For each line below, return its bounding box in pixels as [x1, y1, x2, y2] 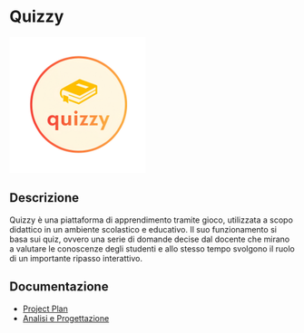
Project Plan [22, 303, 68, 314]
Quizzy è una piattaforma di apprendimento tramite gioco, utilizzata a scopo [9, 214, 293, 225]
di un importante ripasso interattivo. [9, 252, 143, 263]
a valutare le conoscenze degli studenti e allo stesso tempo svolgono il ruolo [9, 243, 295, 254]
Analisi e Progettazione [22, 312, 110, 323]
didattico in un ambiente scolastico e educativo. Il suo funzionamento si [9, 224, 277, 234]
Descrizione [9, 190, 80, 205]
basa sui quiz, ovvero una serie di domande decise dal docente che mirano [9, 233, 290, 244]
